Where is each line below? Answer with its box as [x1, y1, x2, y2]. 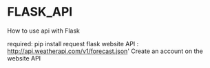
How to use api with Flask [7, 27, 81, 35]
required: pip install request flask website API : [7, 39, 139, 48]
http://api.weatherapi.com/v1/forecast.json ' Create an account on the [7, 47, 203, 55]
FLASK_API [7, 4, 73, 20]
